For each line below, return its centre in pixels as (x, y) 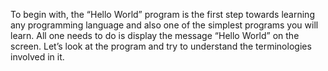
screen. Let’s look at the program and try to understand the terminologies (161, 46)
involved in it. (37, 57)
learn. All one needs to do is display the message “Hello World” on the (155, 35)
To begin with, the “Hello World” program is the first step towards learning (162, 14)
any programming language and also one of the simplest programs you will (164, 25)
